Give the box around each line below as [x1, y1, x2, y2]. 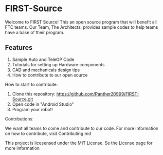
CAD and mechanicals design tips [12, 67, 80, 73]
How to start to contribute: [5, 81, 58, 87]
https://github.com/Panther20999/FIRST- [56, 91, 140, 97]
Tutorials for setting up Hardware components [12, 61, 105, 67]
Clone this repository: [12, 91, 55, 97]
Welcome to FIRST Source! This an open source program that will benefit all [5, 19, 157, 25]
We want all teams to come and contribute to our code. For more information [5, 125, 159, 131]
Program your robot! [12, 106, 53, 112]
